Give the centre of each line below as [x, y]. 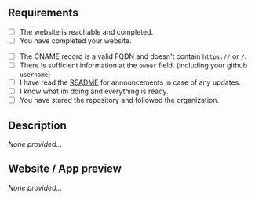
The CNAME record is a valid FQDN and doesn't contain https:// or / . [133, 56]
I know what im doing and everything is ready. [94, 91]
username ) [35, 75]
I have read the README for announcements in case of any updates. [130, 82]
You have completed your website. [75, 40]
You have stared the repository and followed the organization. [119, 100]
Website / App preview [65, 169]
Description [37, 125]
